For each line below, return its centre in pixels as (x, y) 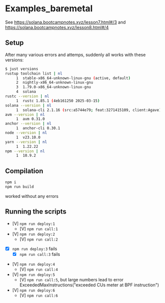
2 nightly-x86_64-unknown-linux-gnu (55, 83)
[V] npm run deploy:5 (34, 274)
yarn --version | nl (26, 142)
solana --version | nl (28, 105)
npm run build (20, 187)
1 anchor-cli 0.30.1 (38, 128)
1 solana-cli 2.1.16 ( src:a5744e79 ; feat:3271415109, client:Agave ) (89, 110)
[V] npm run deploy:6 (34, 290)
